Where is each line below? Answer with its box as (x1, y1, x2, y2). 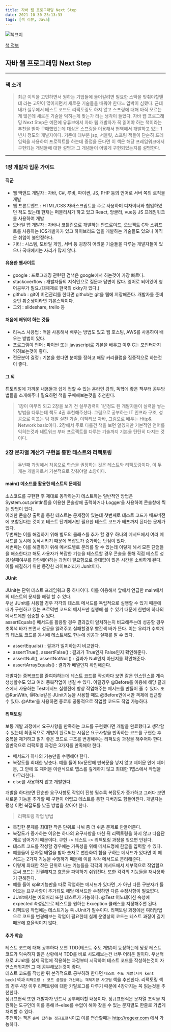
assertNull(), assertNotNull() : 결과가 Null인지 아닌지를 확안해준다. (12, 655, 147, 661)
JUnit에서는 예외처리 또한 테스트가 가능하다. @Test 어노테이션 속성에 (12, 894, 150, 900)
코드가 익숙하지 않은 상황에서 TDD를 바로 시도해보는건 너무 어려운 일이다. (5, 951, 151, 957)
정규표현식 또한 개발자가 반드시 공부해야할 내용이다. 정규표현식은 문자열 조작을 (5, 996, 160, 1002)
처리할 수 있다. (5, 1009, 34, 1015)
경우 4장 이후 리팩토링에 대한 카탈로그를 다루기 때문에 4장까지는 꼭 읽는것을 (10, 983, 160, 989)
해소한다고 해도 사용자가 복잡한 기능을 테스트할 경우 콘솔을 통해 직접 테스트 (10, 550, 159, 557)
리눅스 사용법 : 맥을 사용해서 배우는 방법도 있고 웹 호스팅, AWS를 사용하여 (12, 329, 159, 335)
